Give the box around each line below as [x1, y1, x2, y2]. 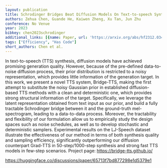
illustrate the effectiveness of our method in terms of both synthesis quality [5, 132, 159, 138]
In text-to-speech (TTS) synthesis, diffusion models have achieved [5, 58, 142, 64]
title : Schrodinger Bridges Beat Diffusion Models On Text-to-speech [5, 12, 153, 17]
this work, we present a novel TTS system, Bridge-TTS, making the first [5, 79, 152, 85]
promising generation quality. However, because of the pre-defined [5, 63, 143, 69]
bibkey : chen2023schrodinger [5, 30, 66, 35]
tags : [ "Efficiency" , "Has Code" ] [5, 40, 77, 45]
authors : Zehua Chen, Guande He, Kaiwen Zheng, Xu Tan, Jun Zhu [5, 16, 141, 21]
